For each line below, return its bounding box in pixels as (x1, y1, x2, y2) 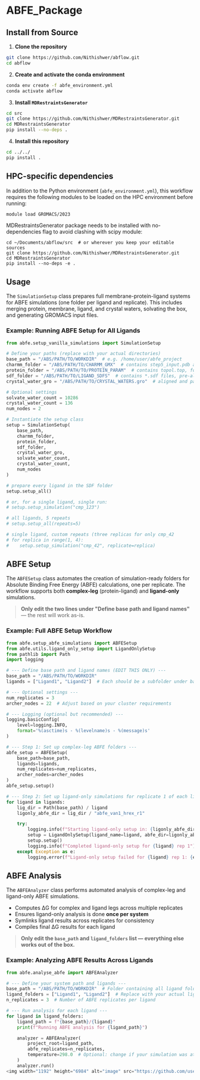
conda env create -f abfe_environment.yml (6, 82, 113, 88)
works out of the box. (20, 941, 75, 948)
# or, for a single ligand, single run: (6, 499, 108, 505)
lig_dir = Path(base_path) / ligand (17, 805, 108, 811)
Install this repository (14, 138, 70, 145)
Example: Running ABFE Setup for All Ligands (6, 326, 140, 335)
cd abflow (6, 60, 31, 66)
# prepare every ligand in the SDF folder (6, 483, 113, 488)
